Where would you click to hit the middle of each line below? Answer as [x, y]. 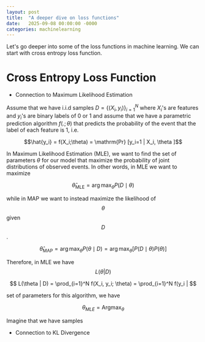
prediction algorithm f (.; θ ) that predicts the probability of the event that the [101, 124]
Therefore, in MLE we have [41, 262]
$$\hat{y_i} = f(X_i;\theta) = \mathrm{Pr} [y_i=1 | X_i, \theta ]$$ [103, 142]
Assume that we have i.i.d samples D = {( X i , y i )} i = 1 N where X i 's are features [102, 108]
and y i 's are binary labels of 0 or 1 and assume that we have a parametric [99, 116]
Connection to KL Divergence [52, 332]
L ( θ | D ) [103, 272]
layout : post [23, 12]
